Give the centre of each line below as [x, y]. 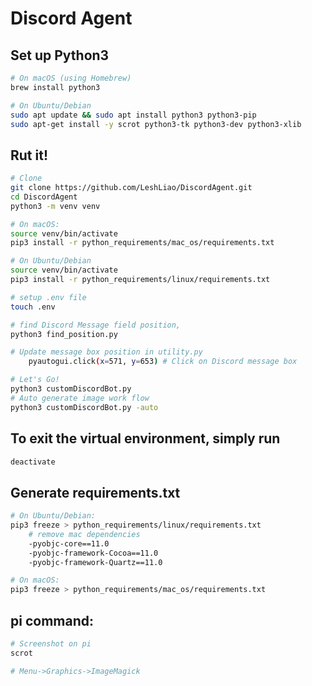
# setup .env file [48, 297]
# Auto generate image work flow [80, 398]
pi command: [52, 620]
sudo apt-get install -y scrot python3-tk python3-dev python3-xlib [156, 124]
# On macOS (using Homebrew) [71, 78]
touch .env [33, 307]
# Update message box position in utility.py [106, 352]
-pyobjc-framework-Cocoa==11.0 [93, 553]
